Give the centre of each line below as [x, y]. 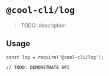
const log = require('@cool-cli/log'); [55, 57]
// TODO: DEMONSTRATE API [38, 67]
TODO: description [43, 25]
